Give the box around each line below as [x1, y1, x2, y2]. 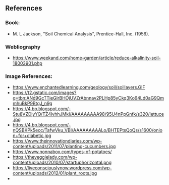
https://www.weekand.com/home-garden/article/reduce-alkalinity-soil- [12, 55, 161, 61]
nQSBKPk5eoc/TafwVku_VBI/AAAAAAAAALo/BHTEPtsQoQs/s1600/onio [12, 127, 163, 133]
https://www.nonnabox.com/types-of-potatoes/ [12, 149, 112, 155]
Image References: [5, 73, 53, 80]
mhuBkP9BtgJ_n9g [12, 101, 52, 107]
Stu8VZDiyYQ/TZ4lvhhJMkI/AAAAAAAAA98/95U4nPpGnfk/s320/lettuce [12, 111, 164, 117]
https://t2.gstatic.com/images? [12, 89, 77, 96]
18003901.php [12, 60, 43, 66]
